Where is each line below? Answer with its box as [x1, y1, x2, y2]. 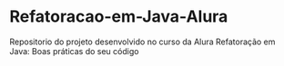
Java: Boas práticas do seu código [9, 45, 139, 56]
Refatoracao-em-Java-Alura [9, 6, 228, 27]
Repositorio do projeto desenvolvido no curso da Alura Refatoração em [9, 36, 276, 47]
